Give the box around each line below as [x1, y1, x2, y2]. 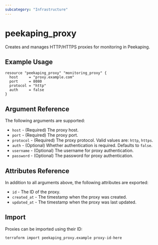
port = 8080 [9, 79, 42, 84]
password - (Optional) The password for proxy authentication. [12, 153, 134, 159]
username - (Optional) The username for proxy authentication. [12, 148, 134, 154]
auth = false [9, 87, 44, 92]
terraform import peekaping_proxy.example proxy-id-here [5, 235, 122, 240]
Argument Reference [5, 105, 70, 113]
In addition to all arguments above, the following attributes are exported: [5, 180, 149, 185]
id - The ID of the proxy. [12, 189, 60, 195]
